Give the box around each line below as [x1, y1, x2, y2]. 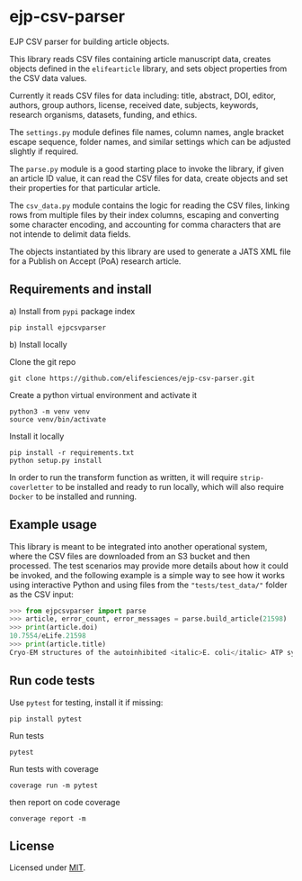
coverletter [9, 483, 54, 492]
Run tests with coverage [9, 763, 99, 774]
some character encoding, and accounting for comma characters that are [9, 219, 281, 230]
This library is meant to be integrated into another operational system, [9, 540, 268, 551]
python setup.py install [9, 456, 102, 465]
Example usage [9, 517, 97, 532]
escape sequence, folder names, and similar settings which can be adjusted [9, 136, 291, 147]
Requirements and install [9, 282, 152, 297]
